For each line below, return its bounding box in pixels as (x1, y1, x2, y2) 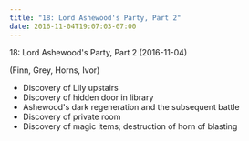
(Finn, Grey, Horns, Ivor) (9, 65, 100, 76)
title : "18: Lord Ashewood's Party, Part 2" (9, 13, 182, 23)
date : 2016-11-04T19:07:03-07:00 (9, 22, 137, 31)
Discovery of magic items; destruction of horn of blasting (22, 120, 238, 132)
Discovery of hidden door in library (22, 92, 154, 103)
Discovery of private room (22, 111, 121, 122)
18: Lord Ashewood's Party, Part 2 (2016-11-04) (9, 46, 188, 57)
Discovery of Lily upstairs (22, 82, 119, 93)
